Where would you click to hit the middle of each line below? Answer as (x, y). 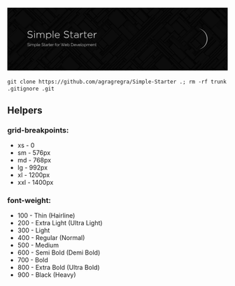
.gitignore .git (31, 89)
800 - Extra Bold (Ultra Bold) (58, 268)
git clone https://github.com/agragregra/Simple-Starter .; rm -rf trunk (117, 82)
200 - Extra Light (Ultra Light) (60, 223)
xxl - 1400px (35, 182)
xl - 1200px (34, 174)
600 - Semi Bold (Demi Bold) (59, 253)
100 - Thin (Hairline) (46, 216)
